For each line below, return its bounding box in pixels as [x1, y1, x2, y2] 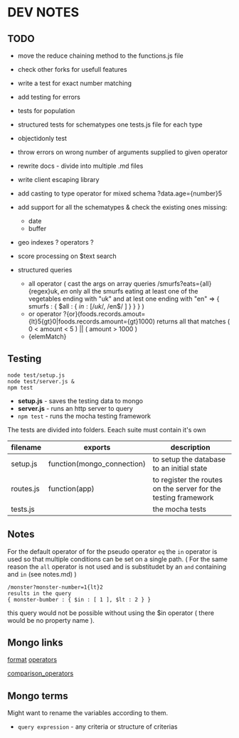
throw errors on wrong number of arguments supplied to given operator [17, 148, 228, 156]
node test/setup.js [7, 371, 65, 379]
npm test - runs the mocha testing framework [17, 412, 152, 420]
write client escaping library [17, 176, 100, 183]
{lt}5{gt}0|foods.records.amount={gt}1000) [28, 317, 155, 326]
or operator [28, 310, 62, 318]
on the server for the [152, 483, 222, 493]
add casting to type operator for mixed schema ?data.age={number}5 [17, 189, 223, 198]
